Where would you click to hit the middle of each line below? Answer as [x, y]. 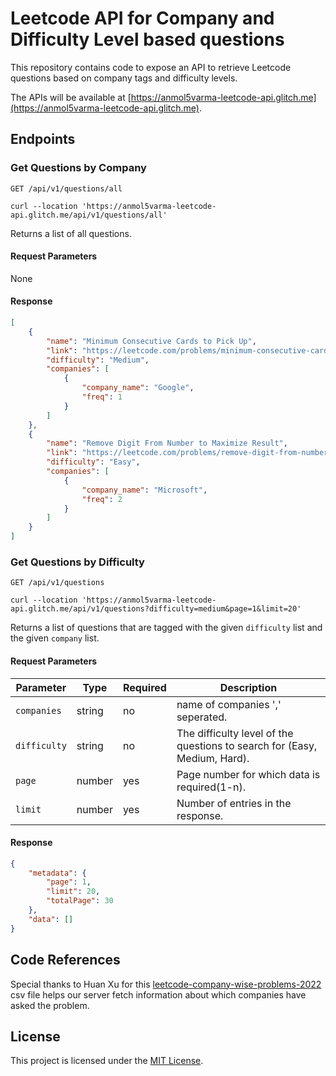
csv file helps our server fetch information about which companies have [158, 994]
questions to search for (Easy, [247, 745]
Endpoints [43, 139]
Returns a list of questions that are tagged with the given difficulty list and [166, 628]
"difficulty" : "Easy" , [93, 462]
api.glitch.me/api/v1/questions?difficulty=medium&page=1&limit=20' [156, 609]
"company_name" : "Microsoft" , [144, 490]
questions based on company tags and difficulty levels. [124, 78]
